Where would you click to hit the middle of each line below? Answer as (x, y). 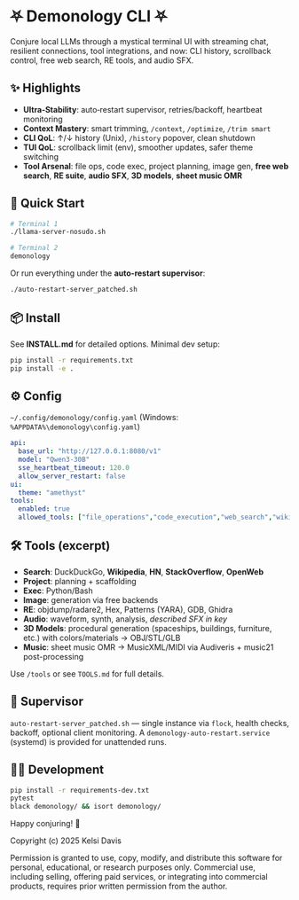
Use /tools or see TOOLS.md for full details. (87, 673)
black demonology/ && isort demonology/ (86, 807)
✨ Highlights (45, 88)
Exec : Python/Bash (58, 591)
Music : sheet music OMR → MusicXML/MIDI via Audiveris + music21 (148, 647)
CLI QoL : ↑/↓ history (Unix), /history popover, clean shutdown (139, 137)
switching (41, 156)
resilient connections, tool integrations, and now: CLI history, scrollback (141, 51)
